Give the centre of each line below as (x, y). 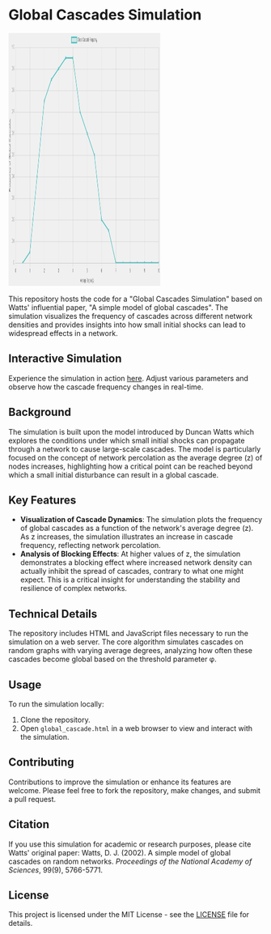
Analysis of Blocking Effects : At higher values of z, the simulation (130, 554)
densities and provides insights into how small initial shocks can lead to (127, 325)
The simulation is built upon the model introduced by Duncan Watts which (131, 431)
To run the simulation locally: (56, 704)
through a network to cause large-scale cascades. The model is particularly (135, 449)
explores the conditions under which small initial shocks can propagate (127, 440)
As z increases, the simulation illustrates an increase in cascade (126, 537)
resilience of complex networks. (74, 588)
